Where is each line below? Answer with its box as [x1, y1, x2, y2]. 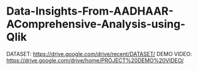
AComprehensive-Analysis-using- [6, 17, 186, 31]
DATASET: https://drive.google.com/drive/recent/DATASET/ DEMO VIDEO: [6, 50, 193, 57]
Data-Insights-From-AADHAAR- [6, 4, 174, 18]
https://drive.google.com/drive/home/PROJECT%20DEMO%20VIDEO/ [6, 57, 184, 64]
